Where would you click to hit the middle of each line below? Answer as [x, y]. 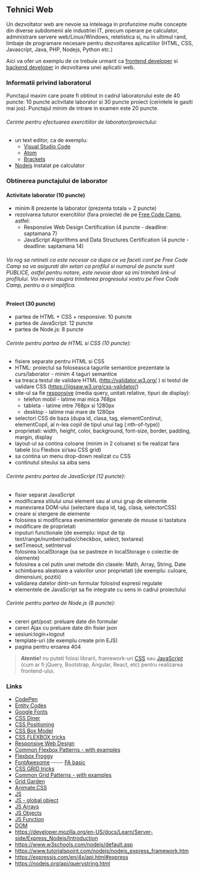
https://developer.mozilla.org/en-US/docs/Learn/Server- [84, 832]
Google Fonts [31, 712]
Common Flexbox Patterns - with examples [67, 750]
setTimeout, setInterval [43, 545]
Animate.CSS [31, 788]
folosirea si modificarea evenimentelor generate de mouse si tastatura [100, 520]
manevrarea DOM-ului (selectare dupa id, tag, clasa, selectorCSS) [96, 507]
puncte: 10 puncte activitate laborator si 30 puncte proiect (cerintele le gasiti [99, 102]
